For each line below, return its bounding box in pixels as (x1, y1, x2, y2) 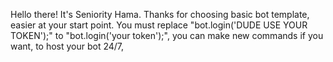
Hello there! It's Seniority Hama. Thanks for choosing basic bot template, (10, 9, 310, 20)
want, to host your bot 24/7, (10, 40, 125, 52)
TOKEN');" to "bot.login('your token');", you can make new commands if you (10, 30, 324, 41)
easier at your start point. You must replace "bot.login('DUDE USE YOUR (10, 19, 308, 31)
